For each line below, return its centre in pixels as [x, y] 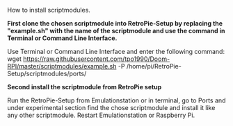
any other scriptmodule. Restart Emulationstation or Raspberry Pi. [101, 115]
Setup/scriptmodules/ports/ [47, 73]
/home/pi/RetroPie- [154, 66]
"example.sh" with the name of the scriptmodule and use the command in [116, 31]
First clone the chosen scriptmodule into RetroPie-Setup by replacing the [115, 23]
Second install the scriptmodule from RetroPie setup [85, 87]
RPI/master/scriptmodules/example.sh [62, 66]
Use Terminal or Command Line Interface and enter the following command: [116, 52]
